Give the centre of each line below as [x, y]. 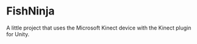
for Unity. [18, 34]
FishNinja [31, 11]
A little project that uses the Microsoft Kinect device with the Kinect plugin [99, 28]
